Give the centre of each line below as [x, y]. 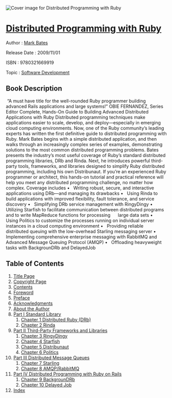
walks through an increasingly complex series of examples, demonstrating [84, 144]
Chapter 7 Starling [40, 363]
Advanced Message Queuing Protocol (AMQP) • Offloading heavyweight [84, 242]
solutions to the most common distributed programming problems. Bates [82, 150]
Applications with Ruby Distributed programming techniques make [76, 117]
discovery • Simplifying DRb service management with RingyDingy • [79, 204]
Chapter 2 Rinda [38, 325]
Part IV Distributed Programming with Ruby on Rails [67, 374]
